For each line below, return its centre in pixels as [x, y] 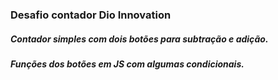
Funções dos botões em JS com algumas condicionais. [127, 64]
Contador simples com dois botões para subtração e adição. [139, 39]
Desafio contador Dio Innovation [91, 15]
